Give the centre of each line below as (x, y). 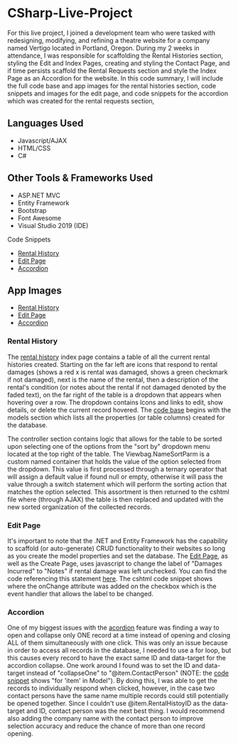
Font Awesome (39, 218)
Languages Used (45, 124)
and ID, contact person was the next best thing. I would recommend (125, 711)
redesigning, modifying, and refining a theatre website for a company (109, 40)
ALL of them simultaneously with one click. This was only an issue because (118, 643)
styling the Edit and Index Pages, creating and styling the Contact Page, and (119, 63)
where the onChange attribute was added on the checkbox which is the (112, 586)
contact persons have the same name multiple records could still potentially (118, 696)
